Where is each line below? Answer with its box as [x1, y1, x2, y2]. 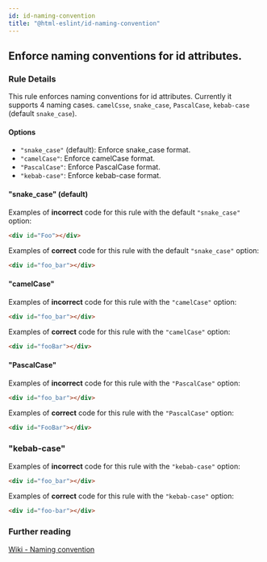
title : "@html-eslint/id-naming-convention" [8, 19, 161, 27]
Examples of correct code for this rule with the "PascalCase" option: [8, 408, 234, 418]
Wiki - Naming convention [8, 544, 95, 554]
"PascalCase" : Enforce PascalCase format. [19, 162, 161, 172]
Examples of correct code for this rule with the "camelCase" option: [8, 327, 231, 337]
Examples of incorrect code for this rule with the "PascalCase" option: [8, 378, 240, 388]
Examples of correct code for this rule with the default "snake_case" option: [8, 246, 260, 256]
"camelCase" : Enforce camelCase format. [19, 154, 156, 164]
